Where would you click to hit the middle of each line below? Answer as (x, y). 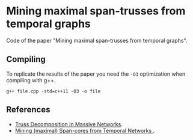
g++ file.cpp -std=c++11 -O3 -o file (54, 91)
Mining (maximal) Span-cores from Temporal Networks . (85, 130)
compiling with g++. (31, 80)
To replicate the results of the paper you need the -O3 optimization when (96, 74)
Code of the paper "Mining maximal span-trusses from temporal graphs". (97, 40)
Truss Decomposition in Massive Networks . (69, 124)
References (28, 110)
